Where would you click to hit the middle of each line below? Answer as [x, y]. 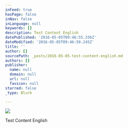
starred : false [21, 88]
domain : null [23, 74]
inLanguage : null [23, 24]
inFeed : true [19, 10]
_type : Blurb [19, 93]
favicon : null [24, 83]
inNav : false [19, 19]
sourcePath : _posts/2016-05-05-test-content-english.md [64, 56]
